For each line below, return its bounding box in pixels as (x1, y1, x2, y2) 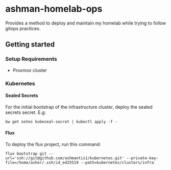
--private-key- (126, 155, 159, 161)
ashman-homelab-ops (5, 3, 103, 15)
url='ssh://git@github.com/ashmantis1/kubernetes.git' (5, 155, 125, 161)
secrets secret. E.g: (5, 109, 46, 115)
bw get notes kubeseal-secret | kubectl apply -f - (5, 119, 117, 124)
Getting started (5, 40, 55, 49)
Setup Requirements (5, 56, 57, 63)
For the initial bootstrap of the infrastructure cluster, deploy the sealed (5, 104, 153, 110)
